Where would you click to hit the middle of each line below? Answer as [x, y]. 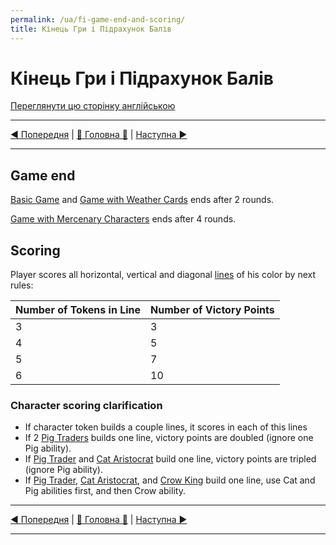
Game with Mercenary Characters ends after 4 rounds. [123, 219]
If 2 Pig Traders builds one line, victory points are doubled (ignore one [169, 438]
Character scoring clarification [86, 405]
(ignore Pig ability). [64, 470]
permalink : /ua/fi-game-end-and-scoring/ [98, 19]
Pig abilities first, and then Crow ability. [105, 491]
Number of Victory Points [212, 310]
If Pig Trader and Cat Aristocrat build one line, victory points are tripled [170, 459]
